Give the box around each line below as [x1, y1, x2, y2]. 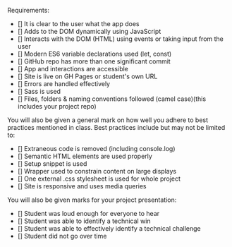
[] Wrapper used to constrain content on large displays [17, 167, 177, 175]
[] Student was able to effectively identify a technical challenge [17, 224, 201, 232]
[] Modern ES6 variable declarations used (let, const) [17, 49, 172, 58]
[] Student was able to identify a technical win [17, 217, 151, 225]
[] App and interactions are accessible [17, 65, 129, 73]
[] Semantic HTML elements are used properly [17, 152, 153, 160]
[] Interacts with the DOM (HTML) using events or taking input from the [17, 35, 224, 43]
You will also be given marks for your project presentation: [7, 195, 177, 204]
